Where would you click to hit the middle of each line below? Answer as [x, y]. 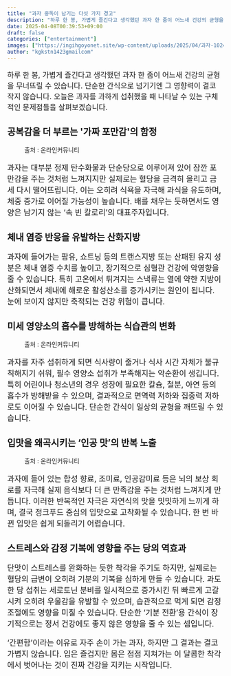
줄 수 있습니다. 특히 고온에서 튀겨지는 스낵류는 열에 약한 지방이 [114, 279]
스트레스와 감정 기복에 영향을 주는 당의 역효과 [97, 548]
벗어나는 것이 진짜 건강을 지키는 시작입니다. [98, 665]
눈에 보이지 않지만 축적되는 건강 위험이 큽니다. [86, 302]
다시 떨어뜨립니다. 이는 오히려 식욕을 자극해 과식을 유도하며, [119, 190]
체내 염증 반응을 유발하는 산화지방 [74, 237]
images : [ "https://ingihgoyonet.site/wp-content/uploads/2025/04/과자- [111, 45]
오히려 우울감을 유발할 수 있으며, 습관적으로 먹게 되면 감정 [122, 602]
